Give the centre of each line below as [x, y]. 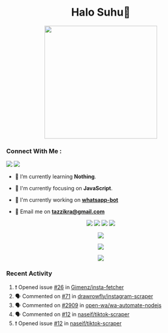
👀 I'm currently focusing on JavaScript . [64, 188]
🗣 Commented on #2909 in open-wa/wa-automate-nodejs [88, 305]
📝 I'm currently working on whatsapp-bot [67, 200]
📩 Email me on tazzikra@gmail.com [60, 212]
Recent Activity [29, 273]
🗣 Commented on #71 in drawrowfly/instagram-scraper [84, 296]
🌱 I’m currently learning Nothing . [55, 176]
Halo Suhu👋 [101, 12]
